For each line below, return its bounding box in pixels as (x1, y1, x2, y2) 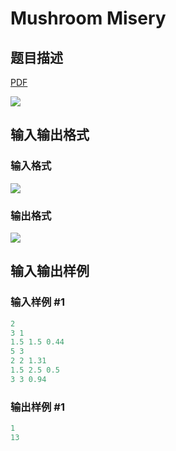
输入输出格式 (10, 127, 90, 144)
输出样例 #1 (10, 400, 65, 414)
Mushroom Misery (10, 7, 167, 30)
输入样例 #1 (10, 295, 65, 309)
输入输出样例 (10, 263, 90, 280)
